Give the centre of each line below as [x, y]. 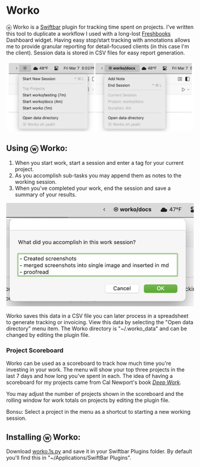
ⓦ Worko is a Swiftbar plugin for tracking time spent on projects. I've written [100, 27]
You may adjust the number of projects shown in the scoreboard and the [95, 394]
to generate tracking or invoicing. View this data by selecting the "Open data [100, 322]
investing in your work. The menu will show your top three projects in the [96, 370]
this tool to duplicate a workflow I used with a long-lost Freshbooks [88, 33]
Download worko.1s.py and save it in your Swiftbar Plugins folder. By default [99, 451]
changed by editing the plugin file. [48, 335]
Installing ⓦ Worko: [43, 437]
